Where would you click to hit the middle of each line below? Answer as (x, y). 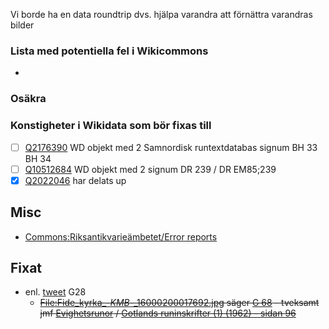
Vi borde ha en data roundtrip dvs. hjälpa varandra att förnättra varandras (161, 14)
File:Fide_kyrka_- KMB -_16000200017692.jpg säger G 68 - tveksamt (179, 303)
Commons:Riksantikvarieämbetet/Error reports (121, 236)
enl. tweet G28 (55, 292)
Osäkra (28, 99)
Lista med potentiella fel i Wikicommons (109, 51)
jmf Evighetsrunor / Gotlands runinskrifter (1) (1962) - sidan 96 (168, 313)
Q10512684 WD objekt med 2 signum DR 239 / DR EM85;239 (150, 169)
